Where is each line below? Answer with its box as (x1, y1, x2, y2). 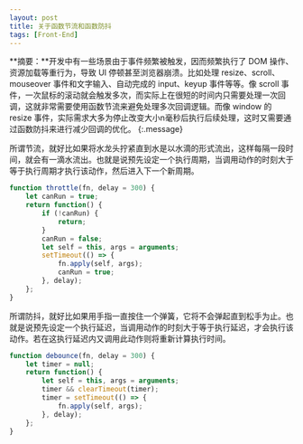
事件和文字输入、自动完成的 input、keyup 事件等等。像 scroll (52, 79, 280, 90)
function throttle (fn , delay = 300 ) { (9, 184, 155, 193)
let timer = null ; (25, 359, 95, 369)
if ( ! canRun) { (41, 209, 99, 218)
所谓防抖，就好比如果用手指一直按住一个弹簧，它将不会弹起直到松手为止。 (9, 310, 286, 321)
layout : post (9, 13, 59, 23)
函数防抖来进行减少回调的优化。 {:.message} (16, 124, 183, 135)
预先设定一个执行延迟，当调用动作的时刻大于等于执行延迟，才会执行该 (32, 322, 294, 333)
